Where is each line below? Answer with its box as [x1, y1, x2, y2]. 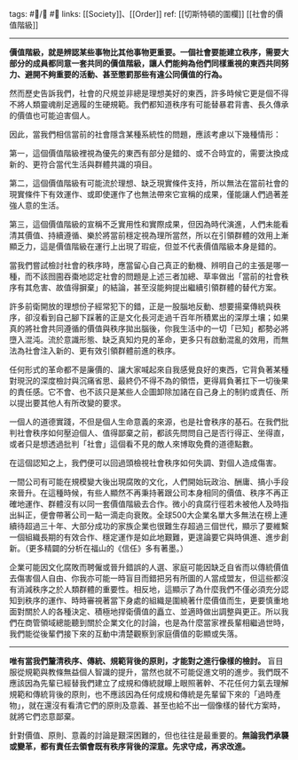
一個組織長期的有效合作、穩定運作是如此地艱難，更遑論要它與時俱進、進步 [9, 532, 281, 542]
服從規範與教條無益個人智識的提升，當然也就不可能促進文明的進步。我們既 [9, 667, 281, 677]
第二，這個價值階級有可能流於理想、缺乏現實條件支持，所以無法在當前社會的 [9, 178, 289, 188]
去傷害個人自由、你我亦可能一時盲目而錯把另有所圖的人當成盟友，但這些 [9, 573, 273, 583]
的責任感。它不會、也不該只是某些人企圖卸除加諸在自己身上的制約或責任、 [9, 386, 281, 397]
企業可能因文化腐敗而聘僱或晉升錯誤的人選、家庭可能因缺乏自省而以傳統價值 [9, 562, 289, 572]
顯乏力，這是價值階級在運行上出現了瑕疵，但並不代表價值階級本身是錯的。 [9, 241, 281, 251]
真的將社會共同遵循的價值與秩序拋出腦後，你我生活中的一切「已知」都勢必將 [9, 323, 289, 334]
